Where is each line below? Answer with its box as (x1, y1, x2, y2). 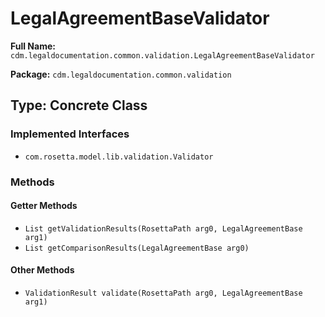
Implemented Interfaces (10, 127, 130, 141)
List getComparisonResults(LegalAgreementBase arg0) (24, 243, 250, 253)
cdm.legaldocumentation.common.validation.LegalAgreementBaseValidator (10, 50, 315, 61)
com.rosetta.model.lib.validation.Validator (24, 152, 214, 162)
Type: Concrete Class (10, 97, 148, 114)
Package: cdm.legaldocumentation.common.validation (10, 68, 232, 80)
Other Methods (10, 264, 75, 276)
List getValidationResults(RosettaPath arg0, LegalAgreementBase (24, 223, 303, 234)
